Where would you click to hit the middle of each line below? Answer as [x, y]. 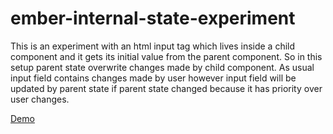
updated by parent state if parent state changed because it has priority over [166, 88]
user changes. [40, 99]
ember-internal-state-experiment [153, 18]
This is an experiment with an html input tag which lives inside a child [153, 46]
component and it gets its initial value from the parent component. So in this [166, 56]
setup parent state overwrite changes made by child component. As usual [162, 67]
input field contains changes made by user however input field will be [153, 78]
